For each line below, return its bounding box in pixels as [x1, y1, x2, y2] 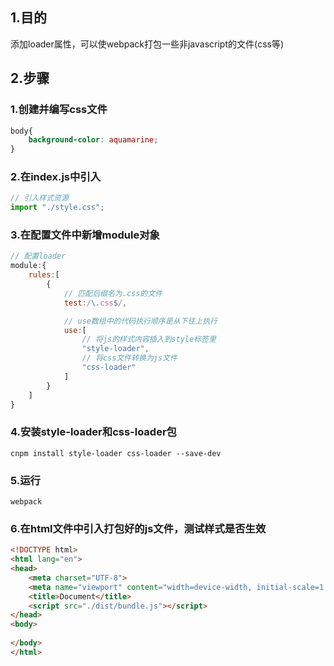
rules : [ [28, 270, 60, 280]
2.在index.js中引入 [10, 170, 102, 184]
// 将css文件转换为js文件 [81, 353, 178, 363]
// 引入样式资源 [10, 193, 69, 203]
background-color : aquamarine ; [28, 135, 159, 145]
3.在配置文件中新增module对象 [10, 228, 160, 242]
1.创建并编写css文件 [10, 103, 108, 117]
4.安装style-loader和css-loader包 [10, 425, 177, 439]
